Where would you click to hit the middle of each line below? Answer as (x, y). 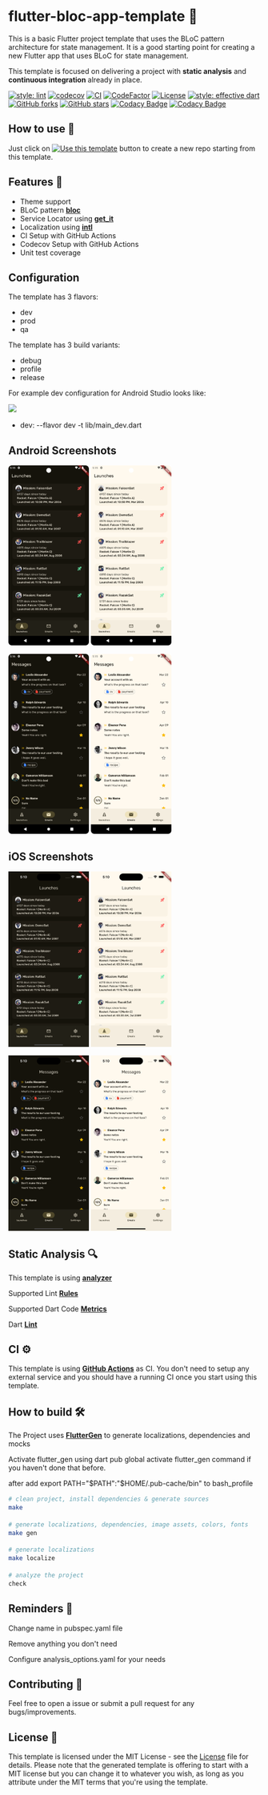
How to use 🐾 (42, 129)
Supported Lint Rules (43, 1293)
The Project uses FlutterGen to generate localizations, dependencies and (129, 1436)
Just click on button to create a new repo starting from (132, 148)
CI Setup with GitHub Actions (68, 235)
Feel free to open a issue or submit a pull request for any (101, 1704)
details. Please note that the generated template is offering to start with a (128, 1765)
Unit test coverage (50, 253)
